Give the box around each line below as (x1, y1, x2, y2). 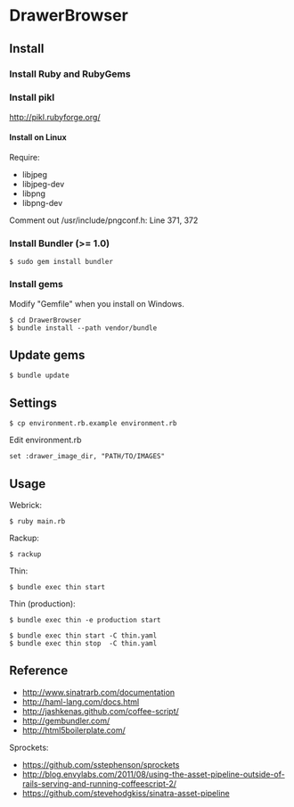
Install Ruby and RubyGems (9, 68, 131, 80)
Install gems (9, 278, 64, 291)
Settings (9, 395, 58, 410)
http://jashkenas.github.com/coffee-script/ (21, 705, 180, 716)
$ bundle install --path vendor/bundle (9, 323, 158, 333)
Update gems (9, 347, 86, 362)
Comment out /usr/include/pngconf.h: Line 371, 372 (9, 215, 199, 226)
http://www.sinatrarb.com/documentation (21, 687, 176, 697)
